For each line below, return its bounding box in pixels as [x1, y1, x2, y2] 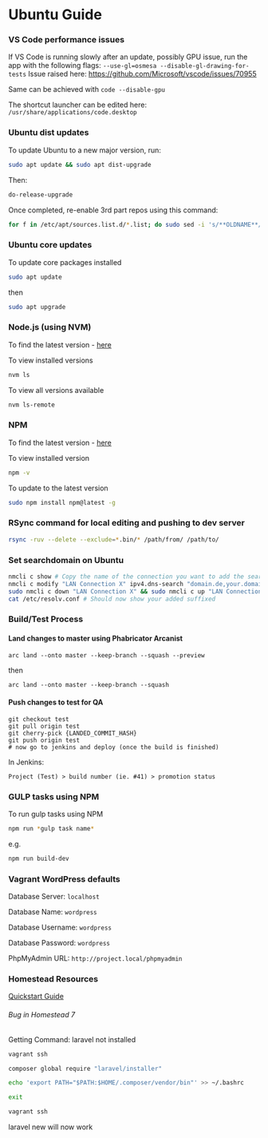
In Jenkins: [8, 757, 45, 767]
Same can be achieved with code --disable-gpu [8, 85, 166, 94]
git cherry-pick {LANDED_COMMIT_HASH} [8, 729, 137, 737]
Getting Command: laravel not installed [8, 1034, 136, 1044]
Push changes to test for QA [8, 697, 104, 708]
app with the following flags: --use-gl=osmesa [8, 61, 157, 70]
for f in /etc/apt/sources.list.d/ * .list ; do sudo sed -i [8, 220, 205, 228]
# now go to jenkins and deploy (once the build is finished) [8, 743, 219, 751]
